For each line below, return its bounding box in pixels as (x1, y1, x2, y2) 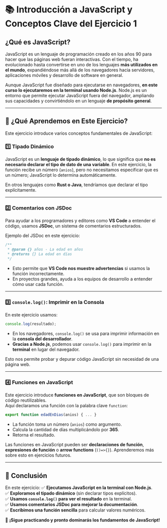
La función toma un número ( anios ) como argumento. (12, 421, 122, 427)
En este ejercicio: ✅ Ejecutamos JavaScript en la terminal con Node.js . (5, 485, 153, 491)
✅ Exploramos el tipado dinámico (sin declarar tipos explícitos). (5, 490, 137, 497)
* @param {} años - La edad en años (7, 247, 83, 252)
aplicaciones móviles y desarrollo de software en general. (5, 72, 123, 78)
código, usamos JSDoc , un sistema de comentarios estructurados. (5, 223, 142, 229)
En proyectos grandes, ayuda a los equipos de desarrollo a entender (12, 275, 153, 282)
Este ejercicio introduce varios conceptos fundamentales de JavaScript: (5, 130, 153, 136)
